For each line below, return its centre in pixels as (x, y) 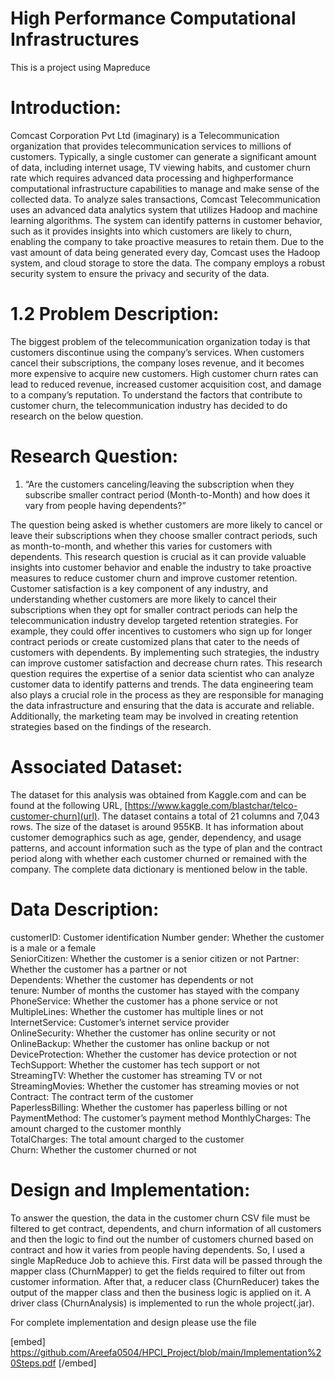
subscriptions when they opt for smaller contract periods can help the (154, 609)
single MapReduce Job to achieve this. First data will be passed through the (166, 1260)
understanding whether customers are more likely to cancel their (143, 599)
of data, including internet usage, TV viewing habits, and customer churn (160, 167)
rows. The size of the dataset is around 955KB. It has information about (157, 826)
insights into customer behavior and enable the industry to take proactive (161, 567)
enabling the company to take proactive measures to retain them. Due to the (167, 241)
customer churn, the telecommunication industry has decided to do (149, 405)
